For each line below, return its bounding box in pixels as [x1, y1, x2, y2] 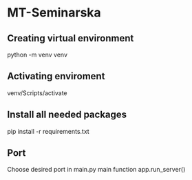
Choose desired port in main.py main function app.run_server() [7, 166, 186, 174]
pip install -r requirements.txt [7, 127, 89, 135]
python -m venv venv [7, 50, 67, 59]
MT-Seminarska [7, 5, 101, 21]
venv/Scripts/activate [7, 88, 67, 97]
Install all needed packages [7, 109, 127, 121]
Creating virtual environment [7, 32, 134, 44]
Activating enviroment [7, 70, 105, 82]
